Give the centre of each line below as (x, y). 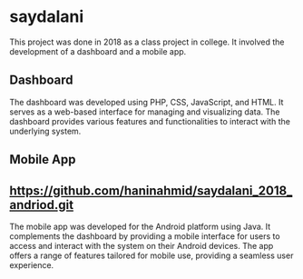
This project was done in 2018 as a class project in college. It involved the (147, 42)
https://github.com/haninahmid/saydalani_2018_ (151, 190)
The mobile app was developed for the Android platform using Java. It (140, 226)
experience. (32, 264)
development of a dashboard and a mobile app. (98, 51)
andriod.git (42, 205)
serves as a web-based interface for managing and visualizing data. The (145, 112)
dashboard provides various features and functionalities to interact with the (150, 121)
